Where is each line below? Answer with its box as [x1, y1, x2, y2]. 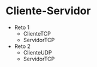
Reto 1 [14, 24, 30, 31]
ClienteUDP [23, 49, 52, 56]
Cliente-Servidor [5, 4, 91, 18]
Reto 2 [14, 43, 31, 50]
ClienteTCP [23, 30, 51, 37]
